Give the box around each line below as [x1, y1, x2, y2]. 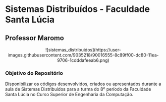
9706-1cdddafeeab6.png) [57, 57, 110, 63]
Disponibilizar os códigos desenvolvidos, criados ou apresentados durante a [5, 81, 162, 87]
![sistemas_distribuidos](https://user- [45, 47, 121, 52]
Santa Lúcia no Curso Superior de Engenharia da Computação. [5, 92, 134, 98]
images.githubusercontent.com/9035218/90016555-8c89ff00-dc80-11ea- [7, 52, 159, 58]
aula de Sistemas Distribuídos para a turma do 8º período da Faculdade [5, 86, 151, 92]
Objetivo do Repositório [5, 69, 63, 76]
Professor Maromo [5, 34, 64, 42]
